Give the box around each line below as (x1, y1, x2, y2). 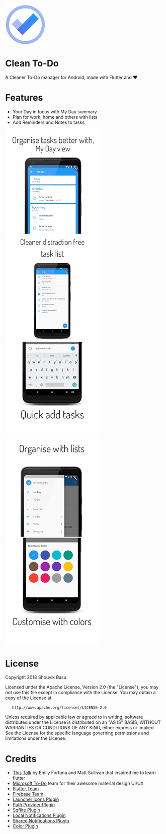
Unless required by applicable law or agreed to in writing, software (5, 714, 143, 720)
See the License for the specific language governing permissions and (5, 730, 149, 736)
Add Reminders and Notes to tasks (12, 119, 85, 125)
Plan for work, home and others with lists (12, 114, 98, 120)
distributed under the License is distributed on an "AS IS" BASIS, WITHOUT (5, 719, 161, 725)
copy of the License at (5, 695, 52, 701)
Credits (5, 753, 37, 765)
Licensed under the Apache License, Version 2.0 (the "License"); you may (5, 684, 159, 690)
